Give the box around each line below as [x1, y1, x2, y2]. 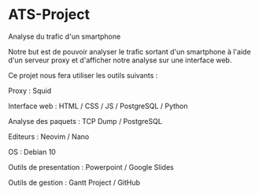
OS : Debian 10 [8, 147, 57, 156]
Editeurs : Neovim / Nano [8, 132, 90, 141]
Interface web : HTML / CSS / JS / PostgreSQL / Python [8, 101, 188, 111]
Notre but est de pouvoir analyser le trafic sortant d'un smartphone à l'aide [8, 47, 251, 56]
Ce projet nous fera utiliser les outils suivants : [8, 70, 158, 80]
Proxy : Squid [8, 85, 52, 96]
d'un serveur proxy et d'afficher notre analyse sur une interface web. [8, 55, 232, 65]
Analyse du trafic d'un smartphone [8, 32, 121, 41]
